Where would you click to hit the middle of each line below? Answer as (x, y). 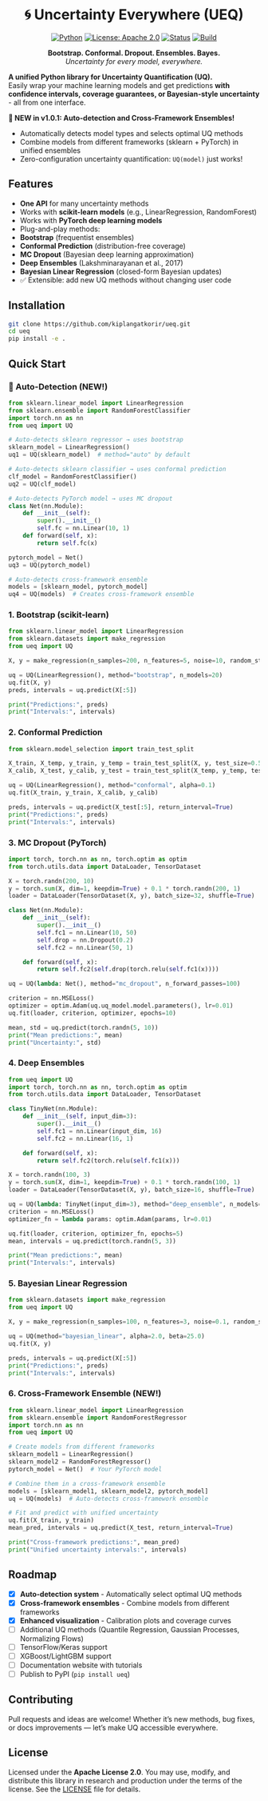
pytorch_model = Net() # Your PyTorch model (85, 1469)
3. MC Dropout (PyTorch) (57, 842)
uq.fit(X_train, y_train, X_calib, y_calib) (83, 793)
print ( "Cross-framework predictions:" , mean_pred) (94, 1543)
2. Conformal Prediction (55, 732)
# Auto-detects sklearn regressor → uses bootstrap (96, 440)
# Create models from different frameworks (82, 1447)
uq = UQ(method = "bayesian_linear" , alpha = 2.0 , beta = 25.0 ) (106, 1337)
